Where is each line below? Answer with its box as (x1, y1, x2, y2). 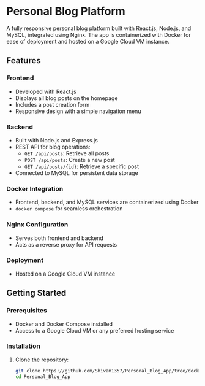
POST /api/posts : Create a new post (24, 156, 115, 163)
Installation (6, 342, 41, 350)
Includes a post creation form (15, 101, 90, 108)
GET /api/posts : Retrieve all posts (24, 149, 110, 157)
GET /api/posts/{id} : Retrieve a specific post (24, 163, 140, 170)
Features (6, 55, 41, 66)
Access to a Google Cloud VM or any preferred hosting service (15, 326, 174, 334)
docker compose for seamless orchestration (15, 205, 124, 212)
